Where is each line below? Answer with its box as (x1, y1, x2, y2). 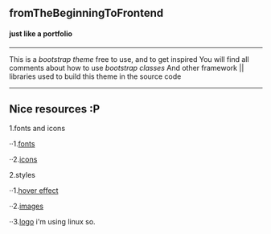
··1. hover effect (9, 186, 59, 195)
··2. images (9, 201, 43, 211)
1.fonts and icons (9, 124, 66, 133)
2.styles (9, 170, 35, 180)
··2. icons (9, 154, 38, 164)
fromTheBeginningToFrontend (9, 6, 164, 20)
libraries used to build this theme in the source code (9, 72, 182, 81)
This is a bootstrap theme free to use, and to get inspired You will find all (9, 54, 249, 64)
